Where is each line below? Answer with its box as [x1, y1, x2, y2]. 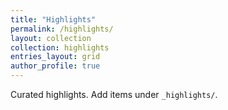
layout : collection [10, 33, 92, 43]
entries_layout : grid [10, 52, 101, 62]
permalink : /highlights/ [10, 24, 114, 34]
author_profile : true [10, 61, 101, 71]
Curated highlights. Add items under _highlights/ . [10, 89, 218, 100]
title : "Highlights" [10, 14, 97, 25]
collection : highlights [10, 42, 110, 53]
